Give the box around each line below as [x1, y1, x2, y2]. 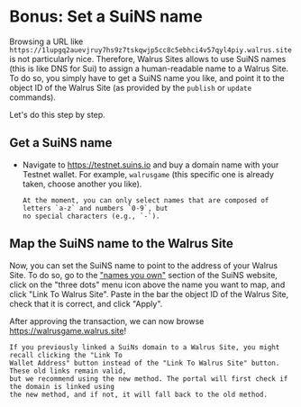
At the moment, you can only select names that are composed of [22, 195, 269, 204]
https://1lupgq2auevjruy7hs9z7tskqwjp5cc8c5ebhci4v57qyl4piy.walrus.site [9, 45, 293, 55]
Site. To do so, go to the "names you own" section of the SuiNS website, [9, 269, 278, 280]
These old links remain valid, [9, 366, 127, 375]
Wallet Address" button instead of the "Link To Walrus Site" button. [9, 358, 280, 367]
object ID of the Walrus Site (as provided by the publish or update [9, 82, 252, 93]
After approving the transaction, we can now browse [9, 315, 205, 326]
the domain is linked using [9, 382, 115, 391]
